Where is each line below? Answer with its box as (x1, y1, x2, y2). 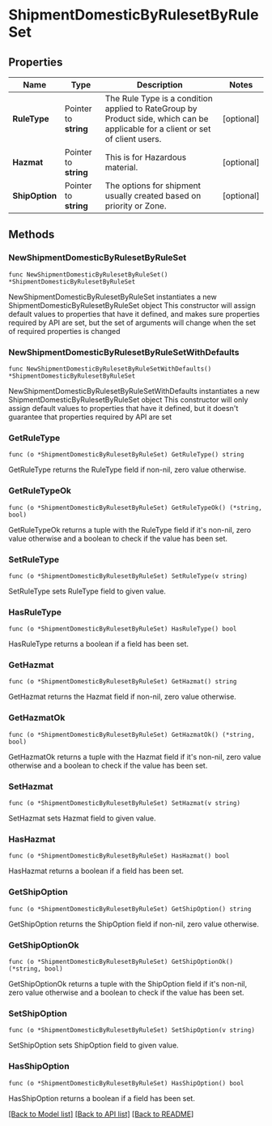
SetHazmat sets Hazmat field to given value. (8, 813, 156, 824)
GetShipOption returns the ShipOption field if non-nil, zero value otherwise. (8, 918, 259, 929)
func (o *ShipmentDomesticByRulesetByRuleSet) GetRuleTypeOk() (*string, (8, 503, 263, 512)
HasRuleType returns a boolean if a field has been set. (8, 639, 189, 649)
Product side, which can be (104, 113, 209, 124)
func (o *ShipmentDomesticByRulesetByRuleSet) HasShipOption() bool (8, 1079, 244, 1087)
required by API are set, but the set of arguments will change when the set (8, 318, 257, 328)
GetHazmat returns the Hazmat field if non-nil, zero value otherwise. (8, 691, 236, 702)
